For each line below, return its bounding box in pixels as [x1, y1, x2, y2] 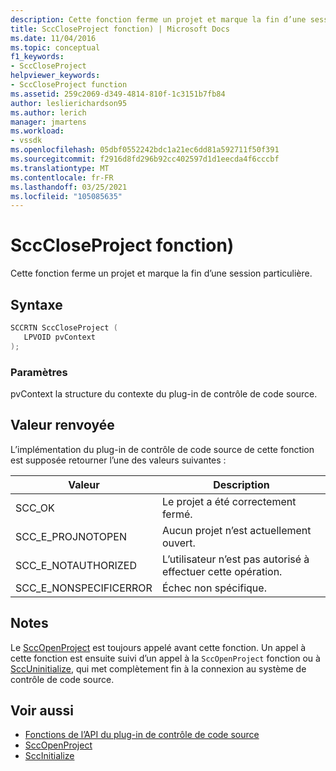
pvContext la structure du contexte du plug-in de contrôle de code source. [10, 387, 318, 400]
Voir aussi [10, 702, 74, 719]
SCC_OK [15, 501, 55, 515]
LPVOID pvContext [23, 332, 97, 342]
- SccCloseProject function [10, 80, 128, 90]
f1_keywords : [10, 52, 65, 62]
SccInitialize [24, 750, 75, 762]
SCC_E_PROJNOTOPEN [15, 529, 127, 543]
